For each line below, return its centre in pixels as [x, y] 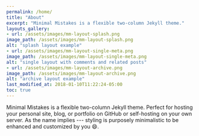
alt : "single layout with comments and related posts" [77, 62]
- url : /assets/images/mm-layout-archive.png [64, 68]
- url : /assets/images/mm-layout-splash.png [63, 34]
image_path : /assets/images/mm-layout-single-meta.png [77, 57]
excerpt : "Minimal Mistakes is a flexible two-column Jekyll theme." [96, 23]
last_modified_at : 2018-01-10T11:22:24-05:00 [64, 85]
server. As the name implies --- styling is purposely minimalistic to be [93, 120]
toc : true [19, 90]
